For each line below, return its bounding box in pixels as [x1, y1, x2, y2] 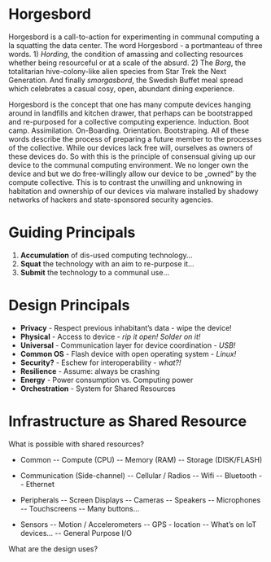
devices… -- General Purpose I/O [20, 528, 133, 538]
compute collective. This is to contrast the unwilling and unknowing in [8, 177, 243, 187]
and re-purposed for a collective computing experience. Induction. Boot [8, 116, 250, 126]
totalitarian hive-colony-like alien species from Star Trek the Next [8, 66, 227, 76]
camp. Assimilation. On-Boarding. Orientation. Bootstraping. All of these [8, 125, 250, 135]
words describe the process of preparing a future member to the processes [8, 134, 262, 143]
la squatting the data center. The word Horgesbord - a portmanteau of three [8, 40, 263, 50]
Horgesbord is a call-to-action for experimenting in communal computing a [8, 32, 260, 42]
